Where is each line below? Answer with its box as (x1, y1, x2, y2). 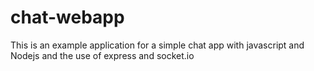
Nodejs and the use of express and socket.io (10, 49, 195, 61)
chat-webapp (10, 6, 125, 29)
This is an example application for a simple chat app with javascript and (10, 39, 305, 51)
